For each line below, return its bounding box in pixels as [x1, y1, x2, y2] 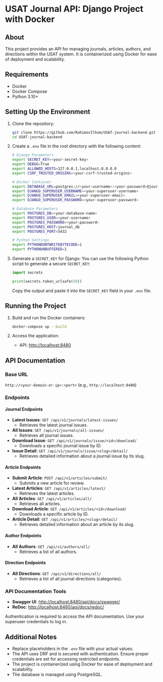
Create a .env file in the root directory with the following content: [12, 143, 142, 149]
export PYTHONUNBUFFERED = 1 [12, 247, 67, 252]
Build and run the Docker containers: [12, 315, 86, 320]
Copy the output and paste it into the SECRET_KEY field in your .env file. [12, 288, 152, 294]
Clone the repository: [12, 121, 55, 126]
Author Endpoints [5, 533, 42, 539]
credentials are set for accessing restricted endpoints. [12, 656, 120, 662]
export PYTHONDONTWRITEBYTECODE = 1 [12, 242, 82, 247]
